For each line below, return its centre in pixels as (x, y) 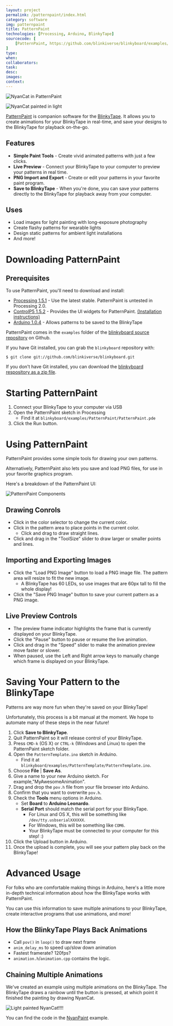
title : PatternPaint (28, 29)
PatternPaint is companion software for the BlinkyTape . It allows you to (81, 116)
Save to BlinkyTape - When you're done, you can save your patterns (86, 188)
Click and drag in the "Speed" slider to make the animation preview (84, 644)
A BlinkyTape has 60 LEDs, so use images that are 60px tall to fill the (93, 583)
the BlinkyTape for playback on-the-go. (47, 127)
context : (15, 82)
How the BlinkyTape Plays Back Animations (77, 930)
